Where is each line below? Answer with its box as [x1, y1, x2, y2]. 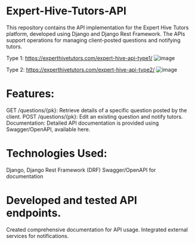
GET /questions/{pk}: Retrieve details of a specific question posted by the [6, 106, 187, 114]
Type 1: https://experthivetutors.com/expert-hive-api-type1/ [6, 54, 153, 61]
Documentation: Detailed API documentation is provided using [6, 119, 159, 126]
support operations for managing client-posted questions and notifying [6, 36, 181, 44]
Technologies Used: [6, 147, 107, 160]
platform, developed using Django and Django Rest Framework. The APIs [6, 30, 185, 37]
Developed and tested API [6, 194, 137, 207]
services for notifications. [6, 232, 69, 239]
